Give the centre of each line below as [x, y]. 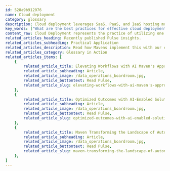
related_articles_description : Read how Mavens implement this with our [83, 48]
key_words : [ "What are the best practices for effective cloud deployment [86, 29]
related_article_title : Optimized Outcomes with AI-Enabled [88, 99]
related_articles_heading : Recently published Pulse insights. [73, 38]
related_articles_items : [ [34, 57]
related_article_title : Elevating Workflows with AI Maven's [89, 66]
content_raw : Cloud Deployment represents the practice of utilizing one [85, 33]
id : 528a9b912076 [24, 10]
